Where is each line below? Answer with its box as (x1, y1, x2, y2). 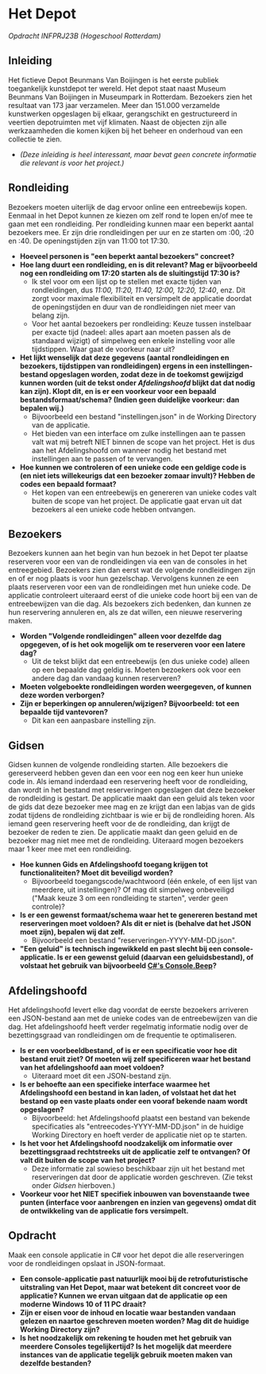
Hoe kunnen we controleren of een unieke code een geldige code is (19, 462, 247, 472)
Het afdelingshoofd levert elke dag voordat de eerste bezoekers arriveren (8, 1005, 249, 1014)
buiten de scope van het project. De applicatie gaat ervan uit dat (31, 496, 242, 505)
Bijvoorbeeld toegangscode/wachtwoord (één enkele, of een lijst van (31, 877, 258, 886)
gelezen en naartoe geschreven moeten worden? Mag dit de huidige (19, 1316, 250, 1326)
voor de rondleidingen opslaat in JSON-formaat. (8, 1258, 166, 1268)
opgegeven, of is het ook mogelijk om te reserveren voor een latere (19, 640, 246, 650)
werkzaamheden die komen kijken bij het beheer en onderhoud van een (8, 125, 244, 135)
